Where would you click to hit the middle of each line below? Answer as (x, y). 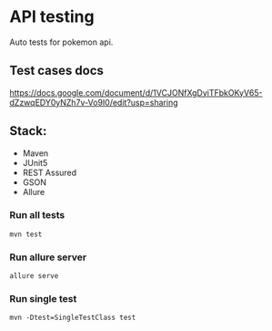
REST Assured (50, 172)
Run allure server (48, 257)
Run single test (43, 299)
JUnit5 (35, 162)
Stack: (28, 131)
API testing (52, 17)
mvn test (26, 234)
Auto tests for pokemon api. (61, 42)
